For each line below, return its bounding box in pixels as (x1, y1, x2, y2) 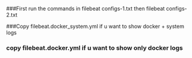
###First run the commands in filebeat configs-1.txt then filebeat (6, 5, 165, 12)
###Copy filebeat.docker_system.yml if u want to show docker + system (6, 23, 185, 30)
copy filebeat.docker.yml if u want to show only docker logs (6, 44, 183, 52)
